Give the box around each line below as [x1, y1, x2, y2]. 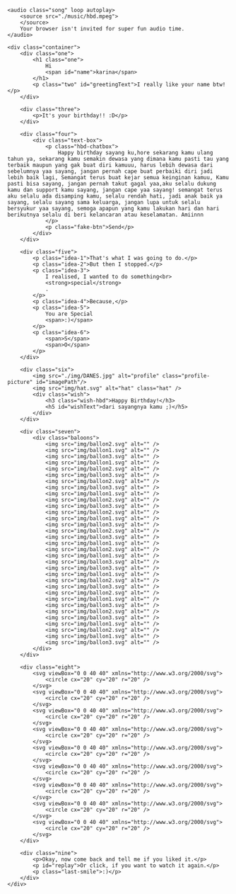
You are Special [45, 310, 93, 317]
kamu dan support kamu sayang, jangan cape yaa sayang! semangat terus [7, 186, 223, 193]
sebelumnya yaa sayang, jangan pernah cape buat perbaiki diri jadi [7, 168, 213, 175]
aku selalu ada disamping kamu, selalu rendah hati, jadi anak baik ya [7, 193, 223, 200]
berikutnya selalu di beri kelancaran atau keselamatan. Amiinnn [7, 211, 203, 218]
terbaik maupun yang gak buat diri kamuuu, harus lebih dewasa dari [7, 162, 213, 169]
